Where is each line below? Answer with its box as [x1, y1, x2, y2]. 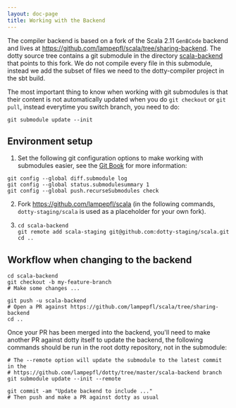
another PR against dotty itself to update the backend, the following [7, 336, 203, 344]
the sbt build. [7, 73, 46, 82]
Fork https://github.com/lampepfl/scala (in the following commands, [17, 200, 216, 208]
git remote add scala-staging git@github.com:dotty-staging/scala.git [17, 229, 230, 236]
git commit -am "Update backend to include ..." [7, 388, 153, 395]
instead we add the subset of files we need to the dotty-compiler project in [7, 66, 225, 75]
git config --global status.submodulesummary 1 [7, 181, 150, 188]
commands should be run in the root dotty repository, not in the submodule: [7, 343, 228, 352]
